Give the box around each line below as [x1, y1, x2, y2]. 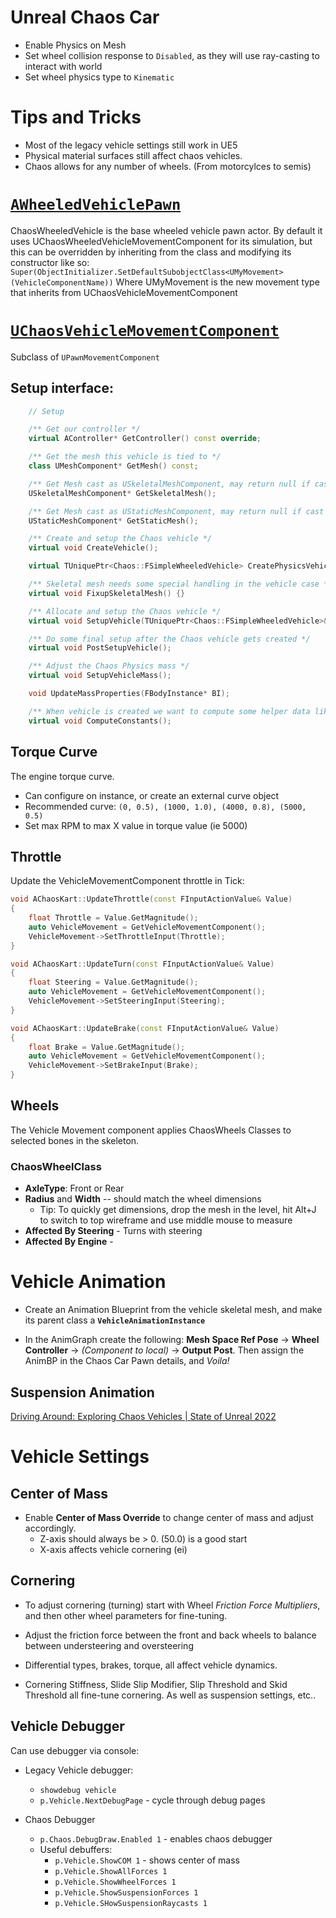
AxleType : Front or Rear [24, 1182, 125, 1195]
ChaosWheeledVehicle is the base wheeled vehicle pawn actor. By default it [10, 224, 323, 236]
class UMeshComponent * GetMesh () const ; [28, 461, 199, 471]
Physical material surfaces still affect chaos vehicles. [24, 149, 243, 161]
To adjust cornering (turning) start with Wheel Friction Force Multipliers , [24, 1599, 321, 1611]
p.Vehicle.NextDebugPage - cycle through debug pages [39, 1794, 266, 1806]
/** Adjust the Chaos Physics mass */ [28, 661, 190, 671]
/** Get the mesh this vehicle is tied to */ [28, 452, 222, 462]
